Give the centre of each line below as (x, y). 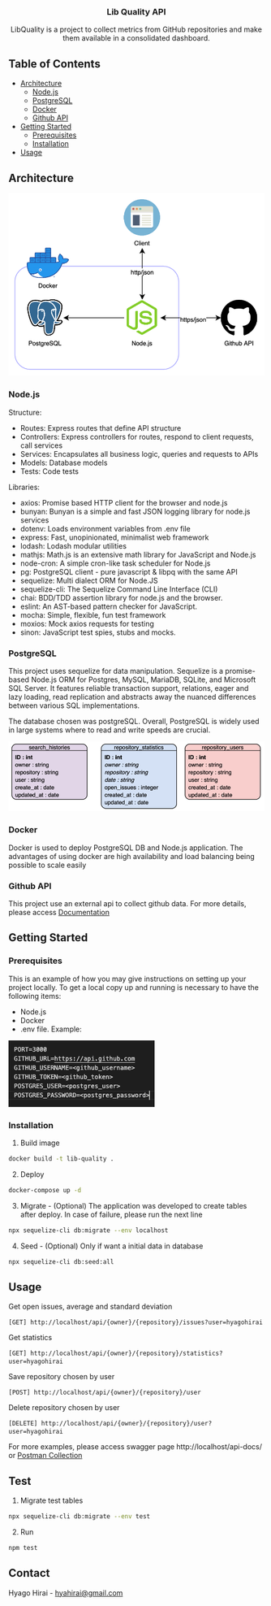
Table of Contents (55, 64)
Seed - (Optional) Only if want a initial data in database (112, 1246)
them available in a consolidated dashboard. (136, 38)
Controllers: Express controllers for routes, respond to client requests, (137, 436)
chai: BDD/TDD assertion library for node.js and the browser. (121, 597)
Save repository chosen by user (62, 1377)
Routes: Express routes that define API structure (101, 428)
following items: (35, 996)
